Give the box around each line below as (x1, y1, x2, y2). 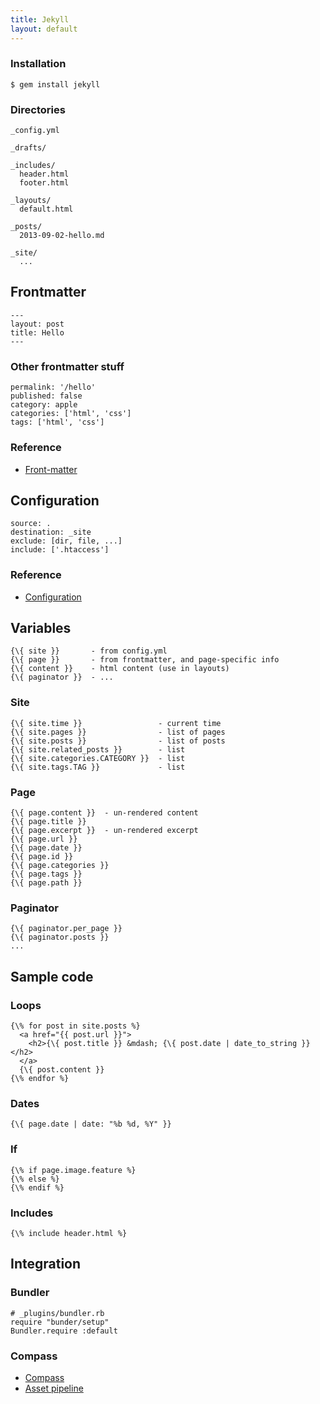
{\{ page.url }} (10, 834, 78, 845)
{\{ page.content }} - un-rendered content (10, 808, 199, 818)
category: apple (10, 400, 78, 410)
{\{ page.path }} (10, 878, 83, 888)
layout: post (10, 319, 65, 329)
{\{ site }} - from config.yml (10, 646, 168, 656)
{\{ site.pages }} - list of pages (10, 727, 226, 737)
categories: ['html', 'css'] (10, 409, 132, 419)
